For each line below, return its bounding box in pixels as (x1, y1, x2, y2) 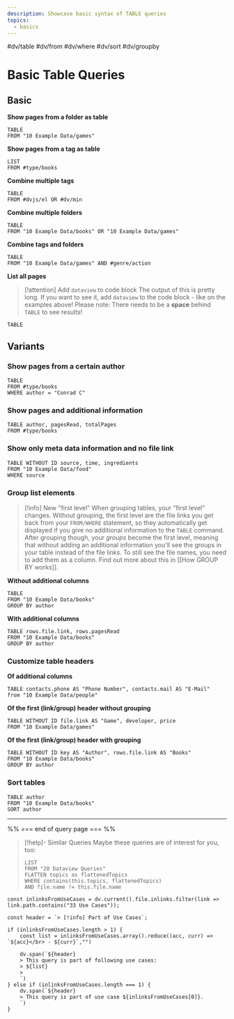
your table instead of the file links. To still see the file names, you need (24, 548, 226, 556)
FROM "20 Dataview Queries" (24, 865, 106, 872)
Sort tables (7, 778, 45, 787)
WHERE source (7, 472, 45, 479)
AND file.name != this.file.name (24, 884, 122, 891)
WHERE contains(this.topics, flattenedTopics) (24, 877, 162, 884)
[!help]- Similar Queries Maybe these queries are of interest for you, (24, 838, 219, 847)
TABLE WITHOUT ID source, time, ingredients (7, 459, 139, 466)
